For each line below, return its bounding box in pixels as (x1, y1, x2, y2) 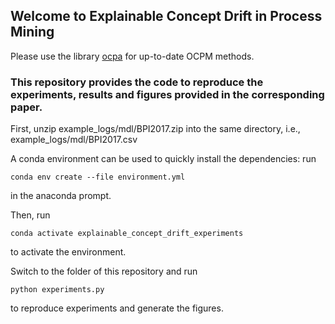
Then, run (10, 209, 51, 221)
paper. (10, 100, 43, 114)
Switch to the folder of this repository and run (10, 265, 198, 278)
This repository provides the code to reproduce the (10, 75, 264, 89)
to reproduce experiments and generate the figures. (10, 302, 224, 314)
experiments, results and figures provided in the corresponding (10, 87, 325, 101)
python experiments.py (10, 285, 105, 295)
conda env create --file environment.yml (10, 172, 186, 183)
